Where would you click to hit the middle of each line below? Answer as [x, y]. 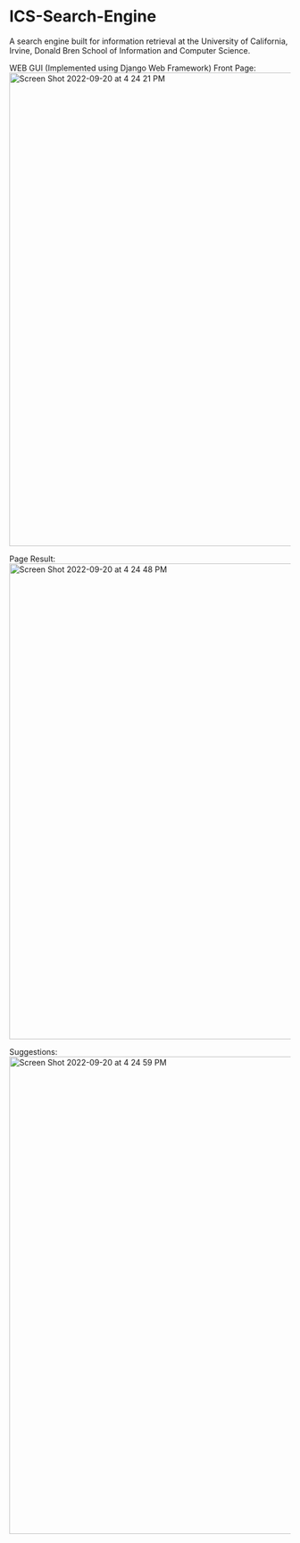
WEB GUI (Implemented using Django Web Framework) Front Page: [133, 68]
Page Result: [33, 559]
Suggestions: [33, 1051]
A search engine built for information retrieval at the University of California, [149, 41]
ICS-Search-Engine [83, 17]
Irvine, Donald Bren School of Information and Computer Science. [130, 50]
